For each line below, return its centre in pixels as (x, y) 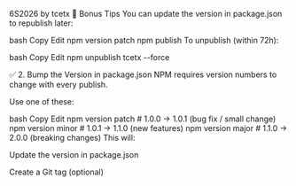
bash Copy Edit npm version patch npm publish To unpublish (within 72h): (144, 40)
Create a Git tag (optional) (57, 172)
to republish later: (41, 23)
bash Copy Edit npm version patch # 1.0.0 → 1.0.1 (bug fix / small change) (143, 119)
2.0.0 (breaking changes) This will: (72, 138)
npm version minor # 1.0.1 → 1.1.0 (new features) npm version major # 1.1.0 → (148, 128)
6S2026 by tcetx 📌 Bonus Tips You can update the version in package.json (146, 14)
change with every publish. (58, 85)
